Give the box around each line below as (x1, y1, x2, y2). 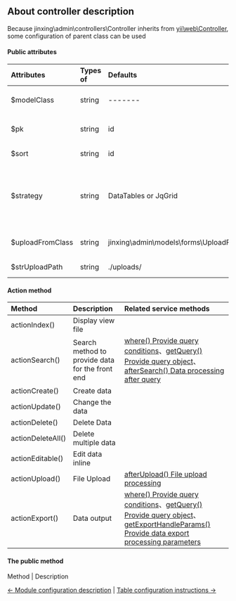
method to (72, 347, 107, 356)
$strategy (11, 191, 44, 201)
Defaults (107, 70, 138, 80)
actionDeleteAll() (11, 434, 67, 444)
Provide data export (124, 529, 190, 538)
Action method (7, 286, 52, 295)
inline (72, 458, 91, 468)
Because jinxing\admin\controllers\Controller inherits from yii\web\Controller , (7, 24, 229, 32)
